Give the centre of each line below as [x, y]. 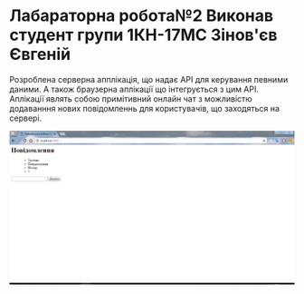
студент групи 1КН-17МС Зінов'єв [143, 35]
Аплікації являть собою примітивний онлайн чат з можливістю [131, 98]
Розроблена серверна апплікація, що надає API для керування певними [149, 79]
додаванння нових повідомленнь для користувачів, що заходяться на [145, 108]
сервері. [26, 118]
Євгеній [40, 54]
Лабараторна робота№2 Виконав [142, 16]
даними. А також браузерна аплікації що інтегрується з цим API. [134, 89]
